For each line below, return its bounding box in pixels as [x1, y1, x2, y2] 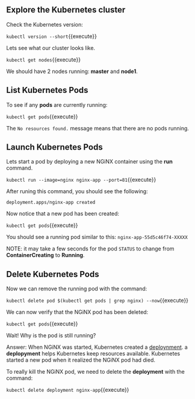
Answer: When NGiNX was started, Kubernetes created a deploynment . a [6, 343, 188, 351]
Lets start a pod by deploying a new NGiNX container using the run [6, 158, 173, 165]
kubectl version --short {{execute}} [6, 33, 97, 40]
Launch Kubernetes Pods [6, 142, 104, 153]
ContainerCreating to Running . [6, 252, 85, 259]
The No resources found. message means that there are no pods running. [6, 124, 190, 132]
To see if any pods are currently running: [6, 101, 108, 108]
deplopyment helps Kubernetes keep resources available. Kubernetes [6, 350, 181, 357]
